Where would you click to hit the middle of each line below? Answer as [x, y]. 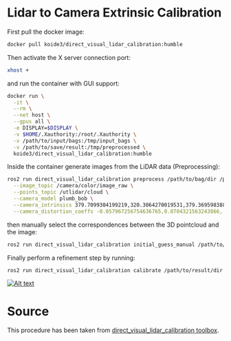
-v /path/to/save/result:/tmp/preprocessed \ [80, 147]
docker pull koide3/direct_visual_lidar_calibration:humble [95, 44]
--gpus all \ [32, 122]
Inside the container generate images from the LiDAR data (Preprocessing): [113, 167]
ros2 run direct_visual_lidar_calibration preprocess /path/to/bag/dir [112, 179]
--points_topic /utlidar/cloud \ [61, 192]
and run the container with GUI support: [64, 83]
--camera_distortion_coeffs [54, 211]
